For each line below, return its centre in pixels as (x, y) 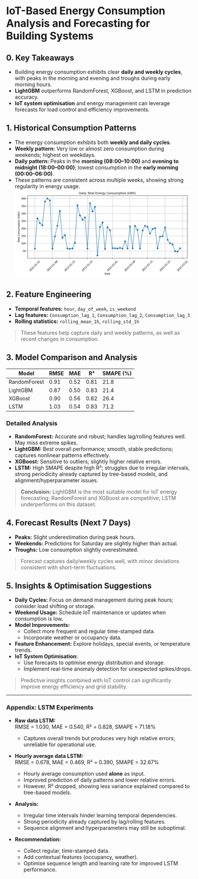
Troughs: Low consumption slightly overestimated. (76, 550)
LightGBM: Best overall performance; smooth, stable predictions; (94, 449)
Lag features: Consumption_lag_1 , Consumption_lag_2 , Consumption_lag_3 (102, 315)
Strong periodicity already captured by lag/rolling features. (95, 821)
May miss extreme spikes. (46, 442)
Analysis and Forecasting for (78, 23)
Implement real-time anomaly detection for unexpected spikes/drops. (108, 669)
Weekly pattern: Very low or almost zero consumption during (89, 148)
